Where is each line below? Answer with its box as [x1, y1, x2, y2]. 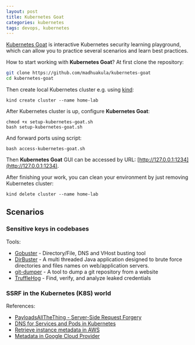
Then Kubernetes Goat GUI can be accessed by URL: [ [6, 156, 140, 163]
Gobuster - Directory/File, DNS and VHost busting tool [14, 249, 146, 256]
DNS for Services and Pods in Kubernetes [14, 320, 116, 327]
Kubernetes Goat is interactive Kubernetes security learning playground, [6, 41, 181, 48]
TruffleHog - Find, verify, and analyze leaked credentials [14, 274, 152, 282]
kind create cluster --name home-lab [6, 97, 99, 103]
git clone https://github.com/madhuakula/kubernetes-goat [6, 70, 151, 76]
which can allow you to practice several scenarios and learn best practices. [6, 48, 189, 55]
